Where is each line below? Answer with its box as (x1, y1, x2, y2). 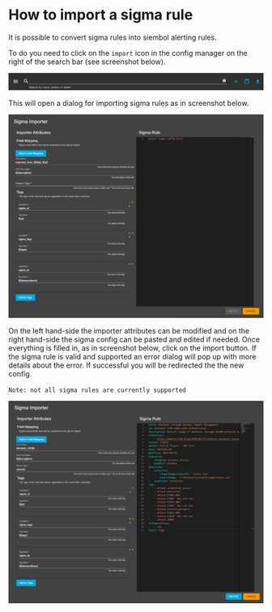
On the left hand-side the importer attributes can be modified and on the (8, 325, 250, 335)
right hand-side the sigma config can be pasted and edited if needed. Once (8, 334, 261, 344)
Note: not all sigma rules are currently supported (8, 386, 186, 394)
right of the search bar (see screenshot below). (8, 57, 166, 66)
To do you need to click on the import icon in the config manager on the (8, 48, 249, 57)
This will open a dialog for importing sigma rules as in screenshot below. (8, 99, 249, 108)
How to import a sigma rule (8, 6, 193, 24)
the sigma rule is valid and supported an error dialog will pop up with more (8, 351, 257, 361)
